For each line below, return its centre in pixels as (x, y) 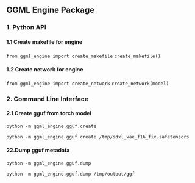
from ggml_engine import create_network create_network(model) (88, 84)
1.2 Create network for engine (45, 70)
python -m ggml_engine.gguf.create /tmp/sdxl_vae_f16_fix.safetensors (98, 137)
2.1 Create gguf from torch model (49, 113)
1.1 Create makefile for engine (44, 41)
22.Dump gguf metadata (38, 150)
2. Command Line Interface (47, 99)
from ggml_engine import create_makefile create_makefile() (83, 56)
